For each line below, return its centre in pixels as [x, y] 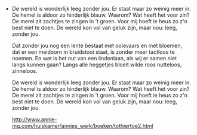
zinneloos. [24, 71]
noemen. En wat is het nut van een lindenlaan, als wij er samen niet [94, 58]
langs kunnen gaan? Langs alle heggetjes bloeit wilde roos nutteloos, [97, 65]
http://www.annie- [34, 119]
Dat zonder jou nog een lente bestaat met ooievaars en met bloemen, [97, 45]
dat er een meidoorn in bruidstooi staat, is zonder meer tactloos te [93, 52]
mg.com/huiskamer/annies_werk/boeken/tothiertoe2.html [82, 126]
